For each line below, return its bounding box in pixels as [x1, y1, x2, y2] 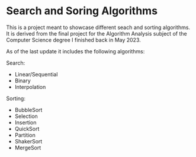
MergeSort [14, 144, 41, 151]
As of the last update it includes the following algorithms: [6, 47, 145, 55]
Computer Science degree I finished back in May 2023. [6, 36, 141, 43]
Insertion [14, 118, 37, 126]
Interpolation [14, 83, 46, 90]
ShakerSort [14, 137, 43, 145]
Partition [14, 132, 36, 139]
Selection [14, 113, 38, 120]
